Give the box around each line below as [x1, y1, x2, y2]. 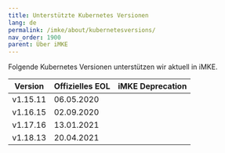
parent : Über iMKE [8, 41, 68, 49]
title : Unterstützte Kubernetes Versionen [8, 11, 149, 20]
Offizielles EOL [53, 81, 111, 92]
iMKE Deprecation [117, 81, 187, 92]
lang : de [8, 19, 37, 27]
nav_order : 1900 [8, 33, 61, 42]
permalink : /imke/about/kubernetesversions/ [8, 26, 156, 34]
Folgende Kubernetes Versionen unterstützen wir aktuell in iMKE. [8, 62, 218, 71]
